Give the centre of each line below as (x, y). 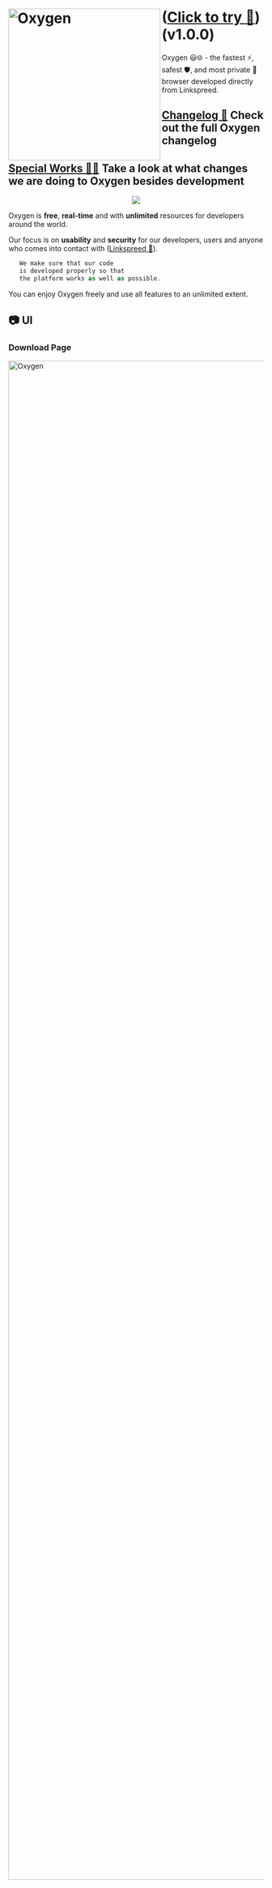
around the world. (38, 224)
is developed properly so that (72, 271)
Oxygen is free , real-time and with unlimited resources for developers (126, 216)
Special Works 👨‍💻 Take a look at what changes (128, 168)
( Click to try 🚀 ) (211, 17)
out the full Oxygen (211, 128)
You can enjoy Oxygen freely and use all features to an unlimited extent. (128, 294)
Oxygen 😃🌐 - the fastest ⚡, (208, 58)
